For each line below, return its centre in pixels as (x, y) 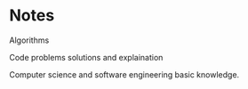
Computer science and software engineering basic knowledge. (124, 74)
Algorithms (29, 40)
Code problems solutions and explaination (86, 57)
